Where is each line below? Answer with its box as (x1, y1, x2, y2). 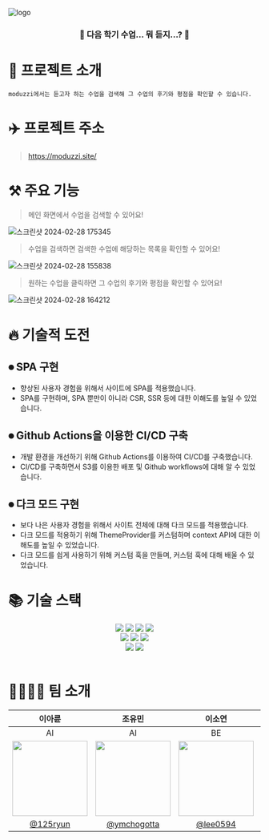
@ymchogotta (106, 818, 160, 830)
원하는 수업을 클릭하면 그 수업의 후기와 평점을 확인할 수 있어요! (27, 277, 223, 288)
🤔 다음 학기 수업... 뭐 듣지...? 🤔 (78, 29, 191, 40)
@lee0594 (195, 818, 236, 830)
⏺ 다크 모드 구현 (8, 497, 80, 511)
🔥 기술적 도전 (8, 325, 90, 344)
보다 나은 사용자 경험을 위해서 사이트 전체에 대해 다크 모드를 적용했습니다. (19, 520, 249, 530)
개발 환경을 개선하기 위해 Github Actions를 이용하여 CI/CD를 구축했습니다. (19, 451, 254, 461)
